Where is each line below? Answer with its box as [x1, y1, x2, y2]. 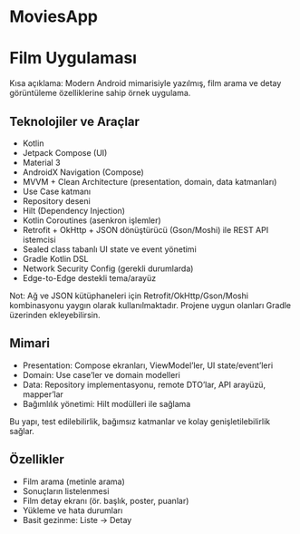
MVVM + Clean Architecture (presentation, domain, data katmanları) [22, 176, 277, 187]
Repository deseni [22, 195, 91, 206]
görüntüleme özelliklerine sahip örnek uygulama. [9, 88, 191, 99]
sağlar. [9, 425, 34, 436]
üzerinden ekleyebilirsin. [9, 309, 101, 320]
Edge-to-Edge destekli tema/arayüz [22, 272, 157, 283]
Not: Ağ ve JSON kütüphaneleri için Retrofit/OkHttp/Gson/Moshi [9, 290, 249, 301]
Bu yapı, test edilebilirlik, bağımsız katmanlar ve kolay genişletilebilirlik [9, 415, 270, 427]
